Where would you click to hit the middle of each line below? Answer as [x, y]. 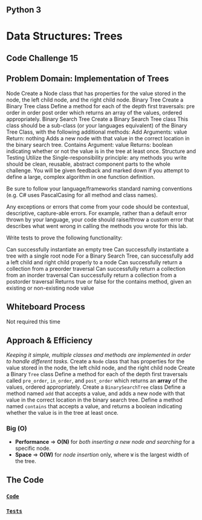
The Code [25, 480]
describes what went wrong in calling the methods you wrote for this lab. [97, 226]
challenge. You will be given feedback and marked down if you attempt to [98, 170]
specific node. [33, 448]
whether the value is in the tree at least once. [63, 413]
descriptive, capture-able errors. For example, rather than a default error [97, 213]
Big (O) [17, 429]
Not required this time [33, 321]
